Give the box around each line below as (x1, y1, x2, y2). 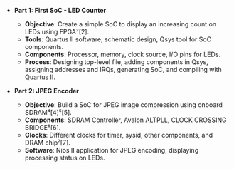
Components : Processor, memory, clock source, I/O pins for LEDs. (24, 50, 221, 58)
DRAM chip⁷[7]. (24, 138, 71, 147)
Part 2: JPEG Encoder (14, 87, 80, 95)
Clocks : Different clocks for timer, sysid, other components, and (24, 131, 213, 139)
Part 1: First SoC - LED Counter (14, 6, 107, 14)
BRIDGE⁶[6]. (24, 123, 61, 131)
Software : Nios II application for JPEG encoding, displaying (24, 146, 199, 154)
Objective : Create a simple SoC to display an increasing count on (24, 20, 217, 28)
